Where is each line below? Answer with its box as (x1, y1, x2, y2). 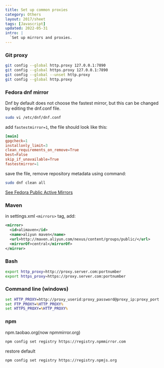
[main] (5, 133, 19, 139)
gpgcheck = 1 (5, 138, 28, 143)
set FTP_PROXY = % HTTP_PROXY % (5, 302, 64, 307)
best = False (5, 152, 28, 157)
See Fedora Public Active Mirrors (5, 189, 73, 195)
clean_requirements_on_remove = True (5, 148, 79, 153)
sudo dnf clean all (5, 180, 46, 185)
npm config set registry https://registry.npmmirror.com (5, 339, 126, 344)
